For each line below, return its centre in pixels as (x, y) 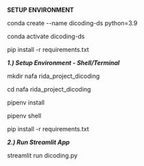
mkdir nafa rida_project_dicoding (53, 76)
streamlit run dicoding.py (42, 155)
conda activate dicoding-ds (46, 36)
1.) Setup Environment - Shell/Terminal (63, 63)
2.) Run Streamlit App (38, 142)
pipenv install (26, 102)
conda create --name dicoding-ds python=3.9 (72, 23)
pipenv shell (24, 116)
